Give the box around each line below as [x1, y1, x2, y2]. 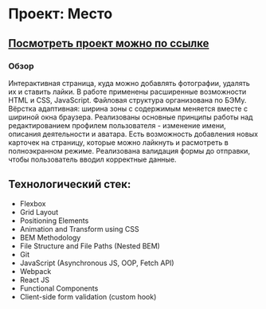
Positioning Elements [19, 216, 89, 225]
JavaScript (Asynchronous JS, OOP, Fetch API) [19, 258, 174, 268]
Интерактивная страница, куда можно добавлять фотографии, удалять [8, 78, 251, 88]
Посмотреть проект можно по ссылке [8, 37, 209, 50]
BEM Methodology [19, 233, 81, 242]
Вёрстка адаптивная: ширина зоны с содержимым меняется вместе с [8, 104, 248, 113]
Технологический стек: [8, 178, 131, 191]
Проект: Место [8, 5, 113, 23]
